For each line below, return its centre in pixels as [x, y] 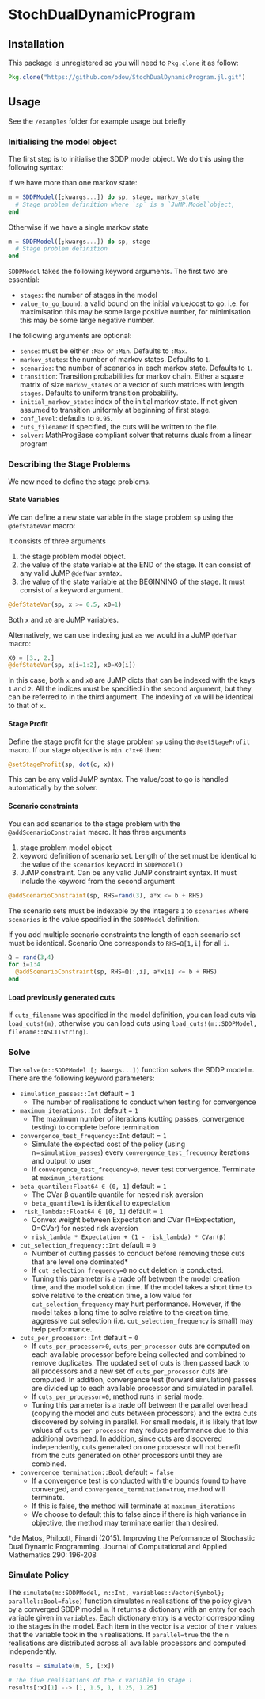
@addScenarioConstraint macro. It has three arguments [97, 832]
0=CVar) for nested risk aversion [85, 1228]
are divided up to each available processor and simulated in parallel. [142, 1388]
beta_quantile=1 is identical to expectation [101, 1202]
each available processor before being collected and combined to [138, 1354]
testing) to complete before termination [95, 1127]
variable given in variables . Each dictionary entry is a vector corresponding [131, 1617]
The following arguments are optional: [70, 336]
